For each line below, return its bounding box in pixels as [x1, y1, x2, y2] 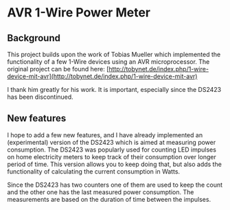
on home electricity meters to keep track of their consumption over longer [7, 152, 216, 161]
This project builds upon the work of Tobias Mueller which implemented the [7, 50, 221, 58]
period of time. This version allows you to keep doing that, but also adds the [7, 160, 222, 168]
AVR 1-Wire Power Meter [7, 5, 151, 21]
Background [7, 32, 60, 44]
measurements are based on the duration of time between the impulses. [7, 195, 211, 203]
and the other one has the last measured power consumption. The [7, 187, 194, 196]
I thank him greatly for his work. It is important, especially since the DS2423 [7, 86, 222, 93]
